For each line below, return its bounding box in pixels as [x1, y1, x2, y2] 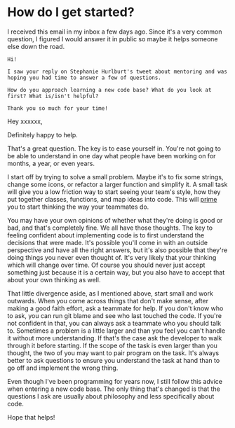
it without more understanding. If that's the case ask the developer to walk [7, 333, 222, 342]
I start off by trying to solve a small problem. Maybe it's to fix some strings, [7, 172, 224, 181]
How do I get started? [7, 4, 135, 20]
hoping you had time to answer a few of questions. [7, 74, 161, 81]
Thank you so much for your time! [7, 104, 109, 112]
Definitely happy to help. [7, 130, 79, 139]
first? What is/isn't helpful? [7, 92, 99, 99]
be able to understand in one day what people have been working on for [7, 151, 216, 160]
